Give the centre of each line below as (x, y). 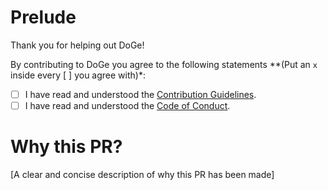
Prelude (43, 17)
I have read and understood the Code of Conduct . (127, 105)
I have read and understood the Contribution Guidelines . (140, 94)
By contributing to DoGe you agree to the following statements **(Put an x (164, 64)
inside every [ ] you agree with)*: (78, 75)
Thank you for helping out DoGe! (77, 45)
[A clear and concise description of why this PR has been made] (142, 174)
